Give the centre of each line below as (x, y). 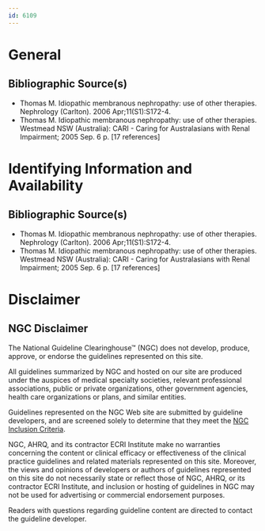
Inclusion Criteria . (37, 429)
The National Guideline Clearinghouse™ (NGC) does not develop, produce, (129, 348)
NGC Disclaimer (48, 329)
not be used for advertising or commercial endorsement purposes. (117, 495)
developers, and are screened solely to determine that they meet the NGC (129, 420)
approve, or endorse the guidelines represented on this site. (106, 356)
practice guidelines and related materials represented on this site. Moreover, (132, 461)
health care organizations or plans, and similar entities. (97, 396)
